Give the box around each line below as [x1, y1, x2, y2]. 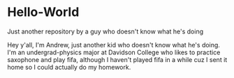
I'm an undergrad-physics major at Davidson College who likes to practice [7, 48, 221, 56]
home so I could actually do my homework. [7, 63, 131, 71]
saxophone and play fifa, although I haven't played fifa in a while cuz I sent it [7, 55, 228, 63]
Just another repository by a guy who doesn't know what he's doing [7, 27, 204, 36]
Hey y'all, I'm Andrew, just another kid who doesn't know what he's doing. [7, 40, 220, 49]
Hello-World [7, 4, 80, 20]
